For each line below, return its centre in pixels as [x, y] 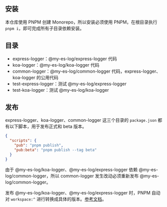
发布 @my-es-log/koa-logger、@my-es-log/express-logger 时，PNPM [78, 192]
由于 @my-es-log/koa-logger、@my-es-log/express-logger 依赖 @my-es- [82, 169]
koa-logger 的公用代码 [35, 77]
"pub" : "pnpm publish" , [39, 145]
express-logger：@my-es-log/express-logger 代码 [65, 59]
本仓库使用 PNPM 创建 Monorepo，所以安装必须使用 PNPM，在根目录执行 [81, 22]
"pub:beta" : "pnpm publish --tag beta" [56, 150]
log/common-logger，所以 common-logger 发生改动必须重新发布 [72, 176]
